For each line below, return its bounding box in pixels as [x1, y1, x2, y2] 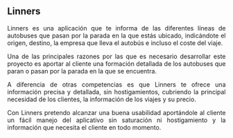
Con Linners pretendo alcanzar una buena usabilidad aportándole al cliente [7, 108, 226, 117]
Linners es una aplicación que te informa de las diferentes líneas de [7, 24, 226, 32]
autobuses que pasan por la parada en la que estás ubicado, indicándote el [7, 31, 226, 40]
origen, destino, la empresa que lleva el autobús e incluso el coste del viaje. [7, 38, 223, 47]
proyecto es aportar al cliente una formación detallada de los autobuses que [7, 59, 226, 68]
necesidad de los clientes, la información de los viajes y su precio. [7, 95, 196, 103]
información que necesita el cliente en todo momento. [7, 123, 162, 131]
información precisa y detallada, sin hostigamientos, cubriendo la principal [7, 87, 226, 96]
